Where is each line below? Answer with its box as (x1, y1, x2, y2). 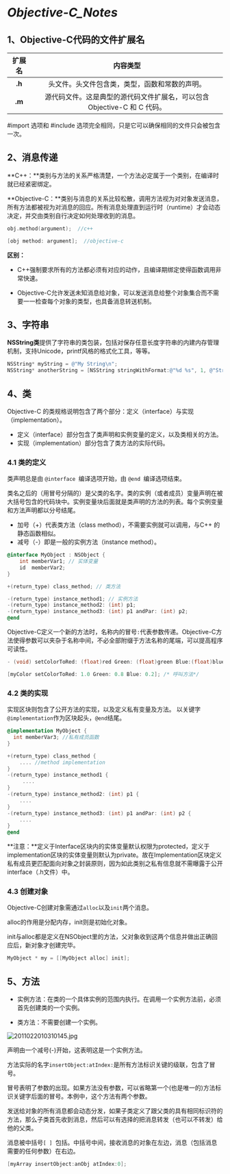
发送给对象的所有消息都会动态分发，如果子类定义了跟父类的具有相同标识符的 (7, 1107, 223, 1115)
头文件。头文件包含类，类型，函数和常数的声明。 (47, 79, 206, 88)
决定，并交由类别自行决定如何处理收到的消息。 (7, 211, 139, 220)
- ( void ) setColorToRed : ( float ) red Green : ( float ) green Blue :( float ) (7, 659, 213, 666)
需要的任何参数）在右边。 (7, 1147, 79, 1156)
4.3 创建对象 (7, 887, 49, 897)
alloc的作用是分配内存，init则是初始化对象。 (7, 918, 131, 926)
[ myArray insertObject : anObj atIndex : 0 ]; (7, 1161, 127, 1168)
